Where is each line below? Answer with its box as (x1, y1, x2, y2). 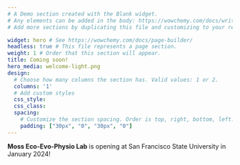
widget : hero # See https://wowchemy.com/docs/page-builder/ (7, 36, 194, 43)
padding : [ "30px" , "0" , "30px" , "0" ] (20, 122, 133, 129)
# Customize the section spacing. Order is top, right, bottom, (20, 116, 216, 123)
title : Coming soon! (7, 56, 69, 64)
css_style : (14, 96, 46, 103)
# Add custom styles (14, 90, 75, 97)
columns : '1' (14, 82, 53, 90)
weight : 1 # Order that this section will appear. (7, 50, 161, 57)
